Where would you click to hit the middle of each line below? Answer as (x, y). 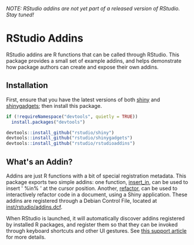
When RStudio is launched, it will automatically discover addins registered (96, 218)
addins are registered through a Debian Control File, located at (82, 200)
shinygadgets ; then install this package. (54, 106)
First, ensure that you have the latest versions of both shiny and (83, 100)
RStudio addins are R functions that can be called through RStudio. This (93, 55)
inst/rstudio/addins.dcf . (34, 207)
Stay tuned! (20, 15)
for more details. (26, 237)
